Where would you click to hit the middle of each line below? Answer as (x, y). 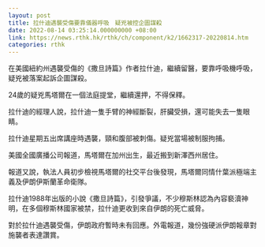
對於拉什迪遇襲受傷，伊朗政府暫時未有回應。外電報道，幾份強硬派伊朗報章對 (132, 225)
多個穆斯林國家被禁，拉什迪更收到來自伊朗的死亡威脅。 (119, 208)
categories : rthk (37, 45)
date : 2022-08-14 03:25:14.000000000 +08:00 (82, 30)
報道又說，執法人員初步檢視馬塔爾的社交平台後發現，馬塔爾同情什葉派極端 (129, 172)
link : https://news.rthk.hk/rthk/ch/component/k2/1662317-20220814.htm (128, 37)
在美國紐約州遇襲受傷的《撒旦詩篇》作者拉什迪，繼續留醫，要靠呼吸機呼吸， (132, 69)
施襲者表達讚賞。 (36, 235)
